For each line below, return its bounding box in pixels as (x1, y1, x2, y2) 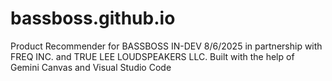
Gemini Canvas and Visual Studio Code (10, 61, 172, 73)
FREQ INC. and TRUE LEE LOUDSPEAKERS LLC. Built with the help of (10, 50, 295, 62)
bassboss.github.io (10, 7, 176, 30)
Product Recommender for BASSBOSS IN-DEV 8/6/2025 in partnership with (10, 40, 323, 52)
